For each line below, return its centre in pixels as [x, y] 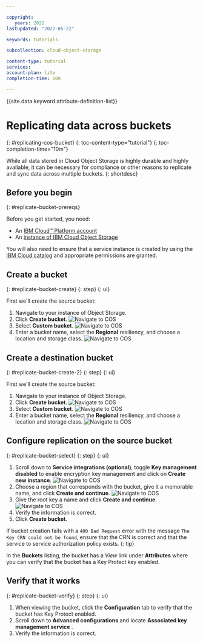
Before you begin [39, 192]
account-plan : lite [31, 73]
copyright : [20, 17]
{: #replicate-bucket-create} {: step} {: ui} [58, 289]
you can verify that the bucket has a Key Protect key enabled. [83, 562]
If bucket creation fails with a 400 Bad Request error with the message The [98, 531]
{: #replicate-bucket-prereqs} [43, 207]
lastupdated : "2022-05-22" [40, 29]
